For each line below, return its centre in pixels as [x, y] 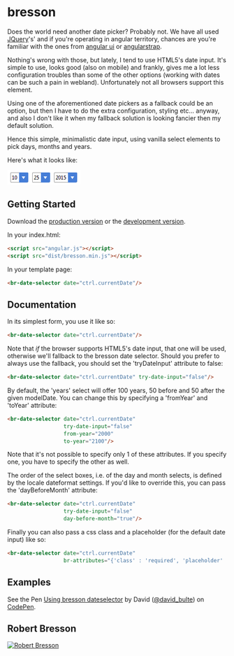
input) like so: [27, 540]
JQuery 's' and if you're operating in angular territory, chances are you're [112, 38]
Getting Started [42, 205]
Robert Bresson [42, 629]
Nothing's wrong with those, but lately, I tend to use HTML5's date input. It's [117, 59]
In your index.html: [34, 234]
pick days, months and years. [50, 146]
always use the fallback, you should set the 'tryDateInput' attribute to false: [115, 364]
